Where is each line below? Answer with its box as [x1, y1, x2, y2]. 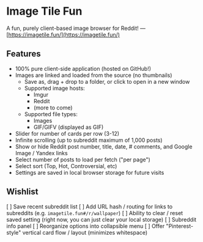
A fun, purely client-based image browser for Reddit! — [6, 24, 146, 32]
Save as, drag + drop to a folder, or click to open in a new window [24, 78, 190, 85]
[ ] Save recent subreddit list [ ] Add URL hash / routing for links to [6, 203, 173, 210]
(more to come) [33, 104, 73, 111]
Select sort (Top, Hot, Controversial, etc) [15, 162, 117, 169]
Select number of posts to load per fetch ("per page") [15, 156, 151, 163]
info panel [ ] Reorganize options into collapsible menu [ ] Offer [6, 222, 165, 230]
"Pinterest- [166, 222, 194, 230]
